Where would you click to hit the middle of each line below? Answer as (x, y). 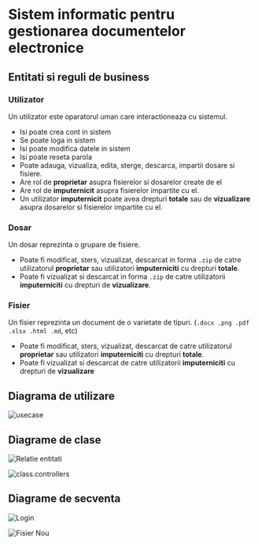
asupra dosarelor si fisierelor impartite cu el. (91, 207)
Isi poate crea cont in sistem (65, 132)
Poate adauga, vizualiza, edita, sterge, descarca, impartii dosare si (127, 165)
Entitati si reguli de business (79, 77)
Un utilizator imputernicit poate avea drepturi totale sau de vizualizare (135, 198)
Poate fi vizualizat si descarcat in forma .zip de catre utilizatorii (122, 276)
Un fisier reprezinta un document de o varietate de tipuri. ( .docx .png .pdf (129, 323)
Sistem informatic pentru (92, 15)
